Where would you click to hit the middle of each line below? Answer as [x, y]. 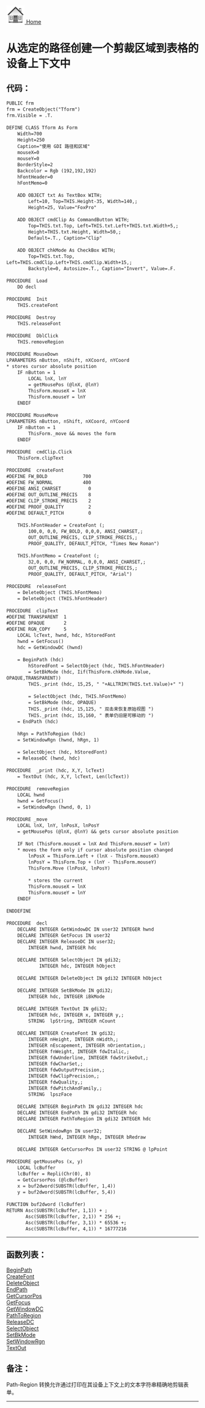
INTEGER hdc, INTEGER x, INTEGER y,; [76, 1015]
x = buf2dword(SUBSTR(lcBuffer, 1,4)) [67, 1186]
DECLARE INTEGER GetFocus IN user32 [64, 936]
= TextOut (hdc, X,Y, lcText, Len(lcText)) [74, 777]
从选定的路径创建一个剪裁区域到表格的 [103, 49]
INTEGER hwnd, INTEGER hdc [63, 948]
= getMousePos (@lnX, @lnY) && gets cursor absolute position [98, 832]
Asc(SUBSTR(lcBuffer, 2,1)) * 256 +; [73, 1217]
